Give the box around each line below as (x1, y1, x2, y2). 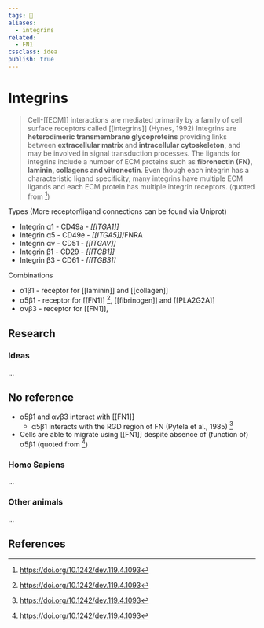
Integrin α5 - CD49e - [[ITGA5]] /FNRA (19, 230, 143, 240)
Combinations (8, 270, 53, 280)
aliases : (8, 19, 37, 27)
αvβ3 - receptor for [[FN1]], (19, 304, 108, 314)
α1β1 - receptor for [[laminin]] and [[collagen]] (19, 286, 169, 296)
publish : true (8, 56, 55, 64)
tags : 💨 (8, 11, 34, 20)
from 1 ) (27, 190, 50, 201)
